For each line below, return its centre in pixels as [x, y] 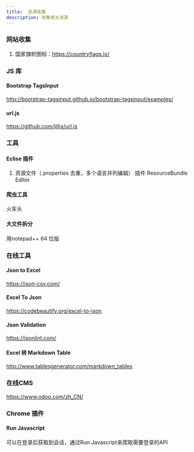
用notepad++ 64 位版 [33, 238]
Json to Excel [23, 270]
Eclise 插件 [20, 159]
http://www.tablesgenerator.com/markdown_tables [69, 366]
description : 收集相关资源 [37, 17]
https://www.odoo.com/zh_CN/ [45, 397]
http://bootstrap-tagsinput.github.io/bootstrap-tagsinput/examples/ [90, 99]
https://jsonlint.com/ [31, 338]
